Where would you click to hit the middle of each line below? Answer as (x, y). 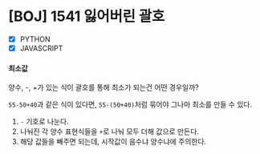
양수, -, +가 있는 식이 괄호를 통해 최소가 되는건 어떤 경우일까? (104, 87)
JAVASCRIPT (41, 48)
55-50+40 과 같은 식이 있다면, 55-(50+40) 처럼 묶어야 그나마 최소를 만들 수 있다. (130, 104)
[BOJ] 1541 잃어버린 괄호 (87, 16)
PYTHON (35, 39)
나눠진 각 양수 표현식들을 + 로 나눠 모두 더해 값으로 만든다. (109, 132)
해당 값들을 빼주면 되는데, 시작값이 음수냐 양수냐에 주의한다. (113, 142)
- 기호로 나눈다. (45, 122)
